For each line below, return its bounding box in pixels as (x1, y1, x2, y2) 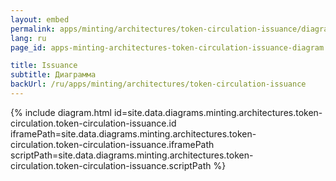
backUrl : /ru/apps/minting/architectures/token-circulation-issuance (10, 79, 307, 90)
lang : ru (10, 33, 47, 43)
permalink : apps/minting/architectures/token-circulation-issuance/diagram (10, 24, 333, 34)
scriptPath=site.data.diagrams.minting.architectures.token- (10, 149, 254, 161)
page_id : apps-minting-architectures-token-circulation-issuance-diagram (10, 42, 325, 53)
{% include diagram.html (10, 106, 113, 118)
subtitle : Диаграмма (10, 70, 97, 80)
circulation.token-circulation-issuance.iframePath (10, 138, 215, 150)
